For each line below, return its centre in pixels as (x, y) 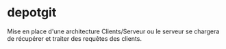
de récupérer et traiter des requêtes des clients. (75, 38)
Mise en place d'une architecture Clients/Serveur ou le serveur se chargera (113, 31)
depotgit (32, 13)
